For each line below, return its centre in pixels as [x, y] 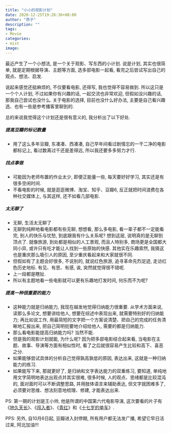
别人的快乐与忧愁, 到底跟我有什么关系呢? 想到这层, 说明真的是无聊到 [91, 235]
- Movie [14, 34]
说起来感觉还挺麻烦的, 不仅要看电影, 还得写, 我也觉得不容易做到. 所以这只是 [84, 87]
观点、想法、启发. [24, 76]
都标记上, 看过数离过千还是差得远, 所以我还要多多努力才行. [74, 150]
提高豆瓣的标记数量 [26, 130]
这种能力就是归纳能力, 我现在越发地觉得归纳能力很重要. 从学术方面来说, [88, 307]
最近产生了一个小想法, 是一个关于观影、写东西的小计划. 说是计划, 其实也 [81, 63]
